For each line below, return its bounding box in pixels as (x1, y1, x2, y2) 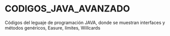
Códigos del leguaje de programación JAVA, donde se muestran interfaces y (5, 19, 165, 25)
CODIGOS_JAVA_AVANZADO (5, 3, 130, 14)
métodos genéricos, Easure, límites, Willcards (5, 24, 100, 30)
